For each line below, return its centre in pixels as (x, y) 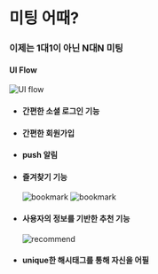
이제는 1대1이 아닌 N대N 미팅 (67, 48)
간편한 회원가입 (48, 133)
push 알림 (39, 155)
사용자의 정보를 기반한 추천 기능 (76, 218)
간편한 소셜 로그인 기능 (61, 111)
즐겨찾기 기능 (45, 176)
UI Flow (23, 70)
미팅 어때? (44, 18)
